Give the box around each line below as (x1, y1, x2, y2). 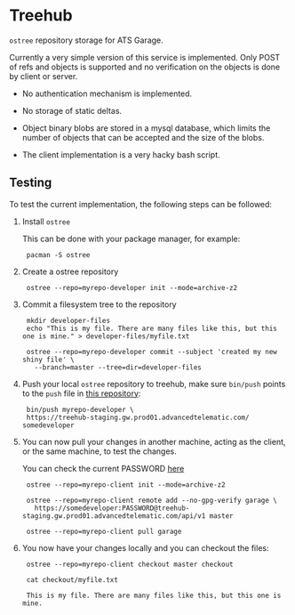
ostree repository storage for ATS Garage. (9, 35, 164, 45)
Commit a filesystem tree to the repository (21, 299, 177, 310)
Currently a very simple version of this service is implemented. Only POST (9, 52, 281, 62)
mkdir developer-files (26, 316, 111, 325)
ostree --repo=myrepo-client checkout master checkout (26, 560, 234, 569)
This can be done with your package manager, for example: (21, 233, 241, 244)
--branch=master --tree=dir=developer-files (34, 362, 202, 372)
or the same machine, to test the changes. (21, 446, 177, 457)
